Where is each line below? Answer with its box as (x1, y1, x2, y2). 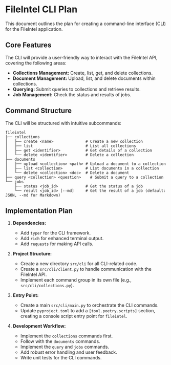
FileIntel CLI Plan (5, 4, 78, 15)
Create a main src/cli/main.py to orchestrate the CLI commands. (20, 302, 159, 308)
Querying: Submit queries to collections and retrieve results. (12, 86, 141, 92)
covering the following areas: (5, 60, 67, 66)
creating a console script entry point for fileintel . (20, 313, 127, 319)
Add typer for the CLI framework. (20, 230, 91, 236)
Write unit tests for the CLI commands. (20, 355, 102, 361)
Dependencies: (12, 220, 46, 226)
